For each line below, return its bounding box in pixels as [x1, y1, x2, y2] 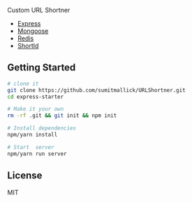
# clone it [7, 80, 39, 87]
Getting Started [7, 62, 76, 74]
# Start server [7, 143, 54, 150]
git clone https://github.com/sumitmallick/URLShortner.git [7, 86, 186, 93]
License [7, 170, 43, 182]
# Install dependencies [7, 125, 77, 132]
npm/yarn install [7, 132, 58, 139]
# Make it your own [7, 106, 64, 113]
